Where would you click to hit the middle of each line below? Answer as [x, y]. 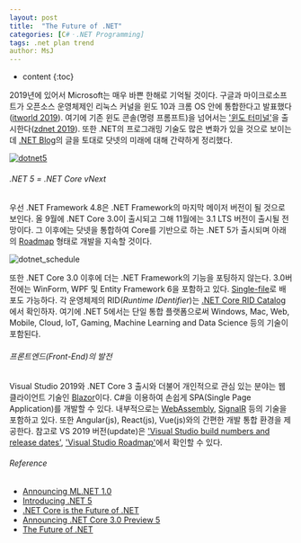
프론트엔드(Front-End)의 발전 [61, 356]
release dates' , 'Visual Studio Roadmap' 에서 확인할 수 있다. [116, 442]
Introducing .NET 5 [57, 501]
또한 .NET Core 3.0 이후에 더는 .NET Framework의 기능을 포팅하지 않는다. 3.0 [147, 278]
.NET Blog [37, 140]
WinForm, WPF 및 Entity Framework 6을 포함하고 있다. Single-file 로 [155, 289]
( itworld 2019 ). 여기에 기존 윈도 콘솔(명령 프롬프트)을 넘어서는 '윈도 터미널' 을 [145, 118]
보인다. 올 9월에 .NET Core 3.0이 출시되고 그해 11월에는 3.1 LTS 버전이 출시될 [145, 219]
